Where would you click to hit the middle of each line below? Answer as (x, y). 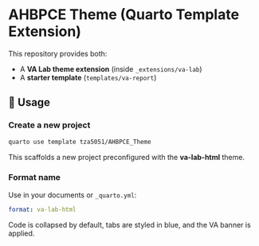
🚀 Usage (29, 102)
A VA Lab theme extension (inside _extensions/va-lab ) (111, 68)
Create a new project (49, 125)
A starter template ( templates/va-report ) (88, 77)
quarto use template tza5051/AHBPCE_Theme (80, 142)
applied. (22, 233)
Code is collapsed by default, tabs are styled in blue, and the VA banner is (129, 225)
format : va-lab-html (43, 209)
